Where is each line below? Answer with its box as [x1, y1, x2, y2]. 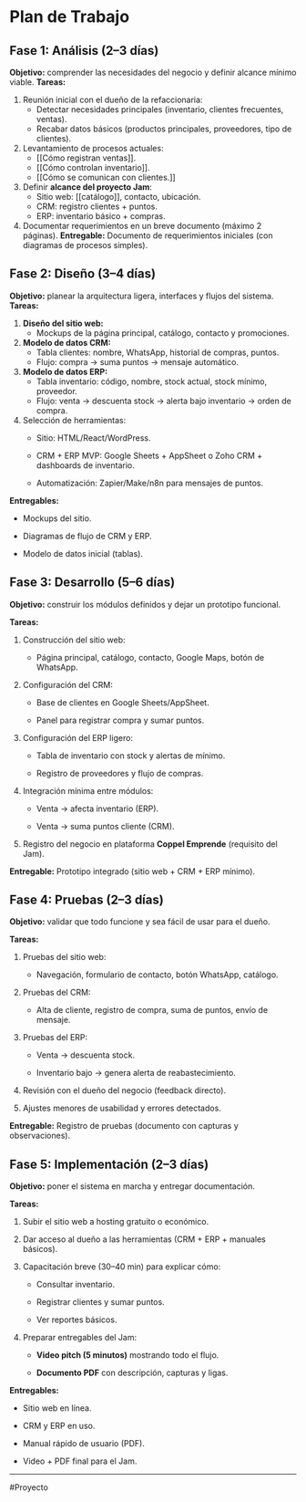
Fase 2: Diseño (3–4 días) [9, 266, 157, 282]
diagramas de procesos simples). [22, 240, 148, 250]
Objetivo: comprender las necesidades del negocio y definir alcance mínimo [9, 67, 297, 78]
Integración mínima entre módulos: [22, 785, 154, 796]
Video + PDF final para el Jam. [22, 1455, 138, 1466]
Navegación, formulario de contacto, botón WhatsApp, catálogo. [36, 969, 280, 980]
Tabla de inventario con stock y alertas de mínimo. [36, 750, 226, 761]
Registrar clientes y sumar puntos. [36, 1297, 166, 1308]
